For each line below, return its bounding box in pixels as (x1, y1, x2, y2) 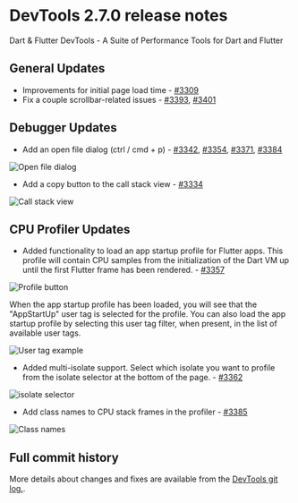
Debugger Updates (9, 120, 118, 135)
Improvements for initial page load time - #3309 (21, 84, 200, 95)
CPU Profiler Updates (9, 221, 131, 237)
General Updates (9, 61, 106, 76)
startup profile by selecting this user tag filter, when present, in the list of (9, 319, 277, 329)
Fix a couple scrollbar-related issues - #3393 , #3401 (21, 94, 217, 105)
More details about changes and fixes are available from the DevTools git (9, 473, 278, 484)
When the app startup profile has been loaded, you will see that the (9, 299, 258, 310)
